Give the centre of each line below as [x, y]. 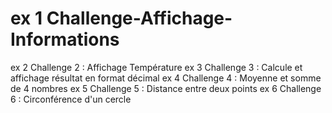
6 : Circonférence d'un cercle [71, 99]
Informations [65, 39]
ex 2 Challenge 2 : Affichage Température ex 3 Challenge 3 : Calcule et [156, 67]
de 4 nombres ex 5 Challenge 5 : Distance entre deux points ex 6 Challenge [166, 88]
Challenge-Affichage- [139, 18]
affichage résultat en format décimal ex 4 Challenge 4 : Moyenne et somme [166, 78]
